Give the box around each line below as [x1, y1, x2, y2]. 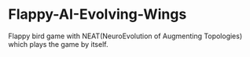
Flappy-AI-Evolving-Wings [8, 5, 187, 23]
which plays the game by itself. [8, 39, 108, 48]
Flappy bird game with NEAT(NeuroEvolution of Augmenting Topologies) [8, 31, 243, 41]
